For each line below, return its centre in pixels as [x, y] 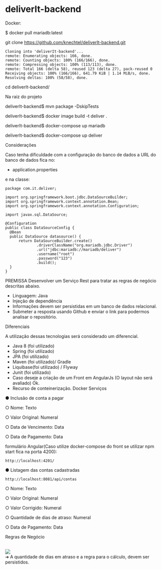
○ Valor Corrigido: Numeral [33, 508]
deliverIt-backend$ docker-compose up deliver [54, 135]
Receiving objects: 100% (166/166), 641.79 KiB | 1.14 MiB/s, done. [78, 73]
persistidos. [17, 562]
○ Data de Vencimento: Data [35, 427]
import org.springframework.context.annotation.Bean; [62, 201]
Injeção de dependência [37, 301]
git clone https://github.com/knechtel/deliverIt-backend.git [66, 42]
